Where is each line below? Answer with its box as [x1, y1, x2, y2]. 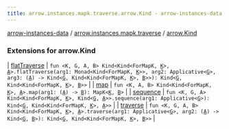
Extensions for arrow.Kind [7, 46, 96, 55]
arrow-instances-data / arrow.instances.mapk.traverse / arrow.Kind [7, 29, 197, 37]
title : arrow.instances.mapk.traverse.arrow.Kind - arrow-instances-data [7, 10, 223, 17]
